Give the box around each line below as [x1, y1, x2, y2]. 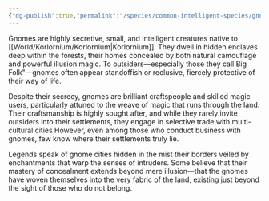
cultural [8, 125, 34, 135]
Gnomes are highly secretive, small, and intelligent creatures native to [8, 33, 239, 43]
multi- [231, 116, 252, 126]
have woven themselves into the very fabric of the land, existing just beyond [8, 175, 260, 184]
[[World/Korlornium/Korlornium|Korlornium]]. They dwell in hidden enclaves [8, 41, 258, 52]
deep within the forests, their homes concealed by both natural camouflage [8, 50, 257, 60]
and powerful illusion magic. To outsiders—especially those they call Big [8, 59, 247, 69]
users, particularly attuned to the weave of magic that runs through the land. [8, 100, 260, 109]
